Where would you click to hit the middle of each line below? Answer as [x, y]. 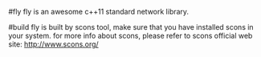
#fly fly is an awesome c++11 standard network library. [99, 12]
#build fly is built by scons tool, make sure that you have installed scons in [131, 27]
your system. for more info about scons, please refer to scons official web [130, 36]
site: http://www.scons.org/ [53, 44]
